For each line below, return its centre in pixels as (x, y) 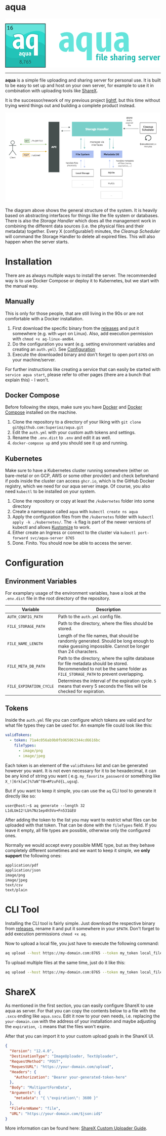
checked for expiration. (82, 692)
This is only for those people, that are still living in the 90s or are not (74, 313)
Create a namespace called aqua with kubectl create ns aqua (75, 512)
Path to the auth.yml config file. (90, 616)
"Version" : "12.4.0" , (32, 1051)
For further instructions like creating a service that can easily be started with (83, 369)
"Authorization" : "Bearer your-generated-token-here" (70, 1077)
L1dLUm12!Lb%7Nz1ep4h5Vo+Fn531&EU (41, 810)
